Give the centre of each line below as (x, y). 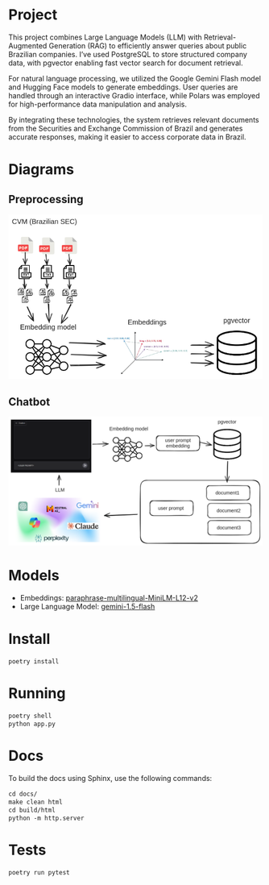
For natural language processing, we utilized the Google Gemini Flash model (135, 78)
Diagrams (41, 170)
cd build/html (32, 810)
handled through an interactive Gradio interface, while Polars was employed (134, 95)
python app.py (32, 724)
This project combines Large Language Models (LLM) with (106, 37)
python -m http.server (46, 818)
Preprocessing (46, 199)
